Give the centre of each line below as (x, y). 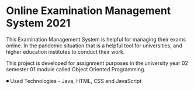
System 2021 (38, 23)
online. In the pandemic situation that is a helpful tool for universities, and (94, 46)
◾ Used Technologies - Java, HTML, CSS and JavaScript (74, 81)
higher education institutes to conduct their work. (65, 51)
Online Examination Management (89, 11)
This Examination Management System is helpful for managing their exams (96, 39)
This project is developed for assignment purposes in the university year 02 (97, 63)
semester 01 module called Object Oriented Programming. (76, 69)
